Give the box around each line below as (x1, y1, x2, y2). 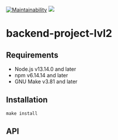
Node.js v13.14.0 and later (14, 66, 77, 73)
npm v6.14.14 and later (14, 72, 68, 78)
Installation (6, 95, 48, 105)
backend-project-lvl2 (6, 27, 113, 40)
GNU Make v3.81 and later (14, 78, 78, 85)
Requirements (6, 50, 58, 60)
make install (6, 110, 38, 117)
